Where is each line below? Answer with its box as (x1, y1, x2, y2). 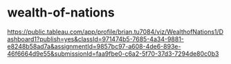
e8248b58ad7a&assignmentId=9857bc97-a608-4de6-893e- (7, 42, 181, 50)
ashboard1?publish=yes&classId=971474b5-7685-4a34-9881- (7, 34, 185, 43)
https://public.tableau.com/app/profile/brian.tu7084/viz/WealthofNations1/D (7, 28, 223, 36)
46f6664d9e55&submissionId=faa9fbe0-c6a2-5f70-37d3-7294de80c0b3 (7, 50, 219, 58)
